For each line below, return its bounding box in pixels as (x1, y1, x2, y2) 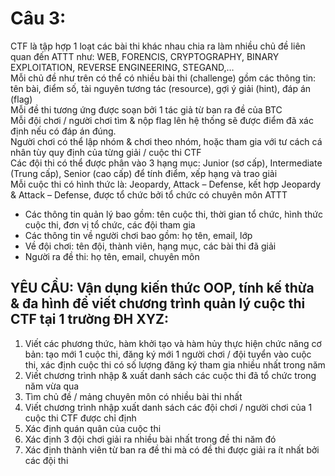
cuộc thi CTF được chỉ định (24, 412, 137, 424)
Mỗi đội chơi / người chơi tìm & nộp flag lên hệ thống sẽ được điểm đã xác (10, 114, 314, 126)
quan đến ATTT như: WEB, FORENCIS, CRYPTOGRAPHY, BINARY (10, 50, 280, 62)
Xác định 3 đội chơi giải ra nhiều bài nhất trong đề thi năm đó (24, 433, 277, 445)
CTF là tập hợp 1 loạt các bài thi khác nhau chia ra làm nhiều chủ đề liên (10, 40, 306, 52)
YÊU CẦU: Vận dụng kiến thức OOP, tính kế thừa (10, 280, 315, 297)
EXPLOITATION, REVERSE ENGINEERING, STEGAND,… (10, 61, 235, 73)
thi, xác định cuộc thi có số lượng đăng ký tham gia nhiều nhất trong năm (24, 358, 326, 371)
